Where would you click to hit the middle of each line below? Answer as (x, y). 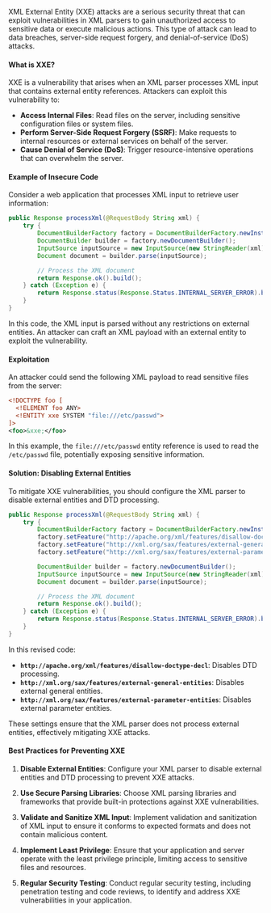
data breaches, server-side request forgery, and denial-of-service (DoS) (129, 37)
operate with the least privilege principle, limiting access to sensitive (133, 859)
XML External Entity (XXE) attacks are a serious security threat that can (127, 12)
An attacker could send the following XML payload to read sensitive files (129, 377)
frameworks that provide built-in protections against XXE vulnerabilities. (140, 802)
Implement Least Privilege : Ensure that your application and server (132, 850)
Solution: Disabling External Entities (70, 473)
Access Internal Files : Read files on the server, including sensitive (130, 116)
